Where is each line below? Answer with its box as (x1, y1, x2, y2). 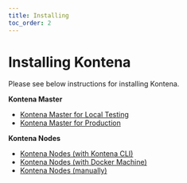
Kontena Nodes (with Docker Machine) (19, 158, 147, 167)
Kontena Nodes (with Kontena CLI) (19, 149, 134, 158)
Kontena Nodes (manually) (19, 166, 107, 175)
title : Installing (8, 11, 69, 20)
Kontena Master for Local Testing (19, 110, 130, 120)
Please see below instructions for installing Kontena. (8, 79, 180, 89)
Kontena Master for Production (19, 118, 121, 128)
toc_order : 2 (8, 19, 52, 27)
